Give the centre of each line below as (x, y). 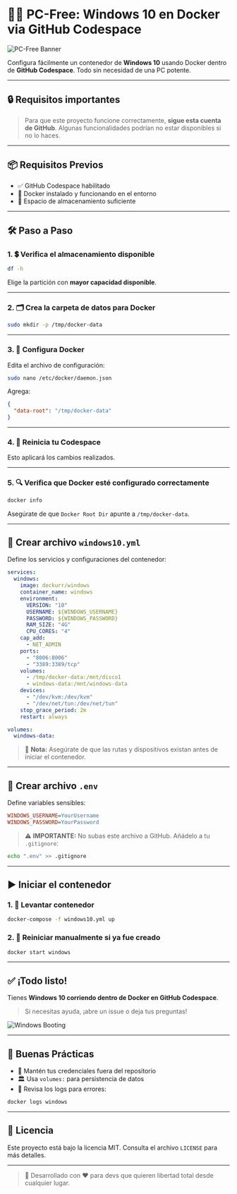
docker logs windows (38, 1102)
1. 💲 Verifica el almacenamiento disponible (81, 254)
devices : (33, 691)
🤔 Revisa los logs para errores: (62, 1089)
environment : (39, 598)
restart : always (44, 717)
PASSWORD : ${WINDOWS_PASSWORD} (72, 618)
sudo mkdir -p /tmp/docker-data (55, 325)
